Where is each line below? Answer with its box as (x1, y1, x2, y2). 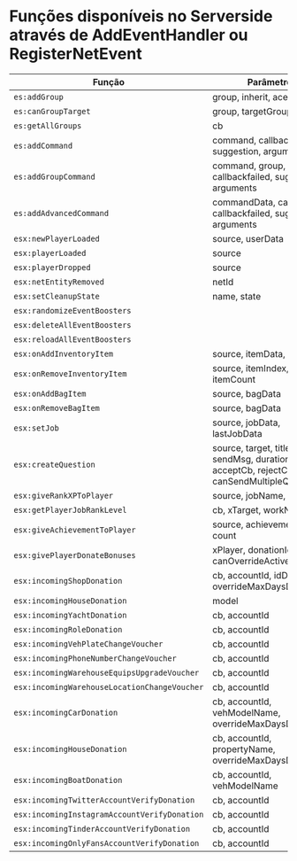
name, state (211, 290, 262, 302)
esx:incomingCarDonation (13, 707, 118, 717)
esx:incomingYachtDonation (13, 609, 127, 620)
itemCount (211, 373, 256, 385)
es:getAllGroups (13, 120, 82, 130)
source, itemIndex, (211, 361, 289, 374)
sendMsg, (211, 453, 254, 465)
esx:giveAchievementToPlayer (13, 524, 136, 535)
